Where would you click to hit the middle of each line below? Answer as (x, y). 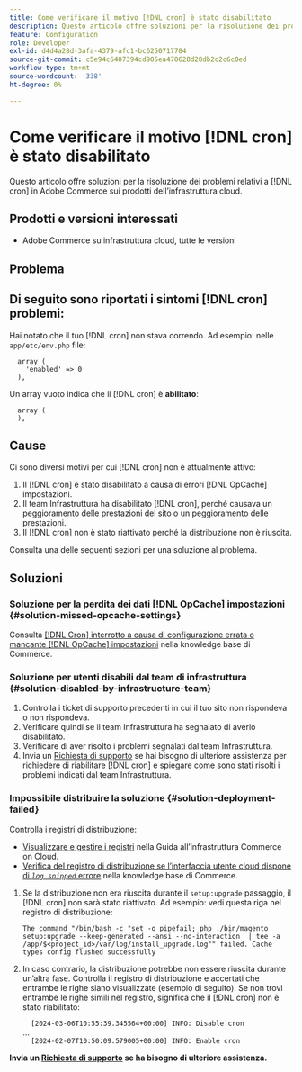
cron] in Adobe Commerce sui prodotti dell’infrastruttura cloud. (126, 191)
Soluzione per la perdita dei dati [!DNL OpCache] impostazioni (147, 604)
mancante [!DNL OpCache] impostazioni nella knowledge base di (130, 644)
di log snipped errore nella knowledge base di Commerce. (130, 875)
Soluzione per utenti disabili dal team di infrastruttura (128, 677)
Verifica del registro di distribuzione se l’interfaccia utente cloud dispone (157, 866)
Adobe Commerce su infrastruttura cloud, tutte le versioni (129, 240)
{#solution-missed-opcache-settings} (95, 615)
